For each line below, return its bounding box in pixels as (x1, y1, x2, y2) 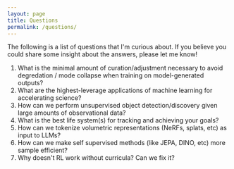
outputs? (17, 79, 44, 87)
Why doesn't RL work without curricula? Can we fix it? (17, 154, 175, 162)
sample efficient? (17, 146, 68, 155)
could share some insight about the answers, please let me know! (7, 50, 197, 58)
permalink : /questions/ (7, 23, 78, 30)
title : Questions (7, 17, 58, 24)
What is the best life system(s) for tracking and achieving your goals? (17, 116, 219, 125)
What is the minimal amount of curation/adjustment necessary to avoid (17, 64, 223, 73)
